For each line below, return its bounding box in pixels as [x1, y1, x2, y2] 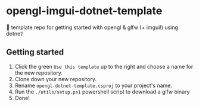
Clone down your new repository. [14, 75, 97, 82]
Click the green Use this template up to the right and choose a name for [14, 63, 194, 70]
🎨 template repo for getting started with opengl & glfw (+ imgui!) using [6, 24, 179, 31]
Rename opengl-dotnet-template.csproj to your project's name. [14, 82, 173, 89]
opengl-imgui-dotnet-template [6, 4, 163, 18]
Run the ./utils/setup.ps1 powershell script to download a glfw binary [14, 88, 190, 95]
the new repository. [14, 69, 63, 76]
